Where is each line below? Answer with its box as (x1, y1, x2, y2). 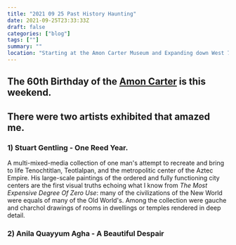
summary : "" (7, 43, 42, 50)
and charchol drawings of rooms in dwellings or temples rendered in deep (7, 203, 221, 212)
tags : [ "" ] (7, 37, 39, 44)
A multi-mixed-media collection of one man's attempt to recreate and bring (7, 158, 225, 167)
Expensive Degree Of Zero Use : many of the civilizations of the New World (7, 188, 223, 197)
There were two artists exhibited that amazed (7, 111, 211, 122)
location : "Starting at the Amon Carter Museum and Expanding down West (7, 50, 225, 57)
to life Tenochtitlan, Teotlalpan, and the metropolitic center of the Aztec (7, 166, 214, 175)
